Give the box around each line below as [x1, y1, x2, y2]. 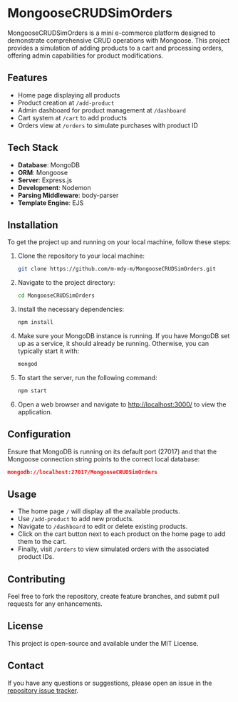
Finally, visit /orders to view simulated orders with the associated [17, 545, 209, 553]
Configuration [7, 429, 71, 441]
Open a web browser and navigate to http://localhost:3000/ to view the [17, 400, 227, 409]
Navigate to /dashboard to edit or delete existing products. [17, 522, 188, 531]
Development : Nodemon [17, 183, 91, 192]
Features [7, 72, 48, 84]
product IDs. [17, 552, 55, 561]
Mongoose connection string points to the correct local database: [7, 454, 200, 463]
